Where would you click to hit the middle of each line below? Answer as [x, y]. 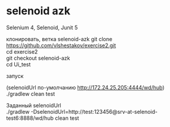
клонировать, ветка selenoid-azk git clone [59, 39]
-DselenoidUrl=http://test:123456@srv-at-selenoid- [94, 111]
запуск [15, 76]
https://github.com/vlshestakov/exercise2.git [61, 45]
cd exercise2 [22, 51]
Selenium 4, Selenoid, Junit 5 [42, 27]
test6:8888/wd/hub [30, 118]
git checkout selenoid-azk [38, 58]
